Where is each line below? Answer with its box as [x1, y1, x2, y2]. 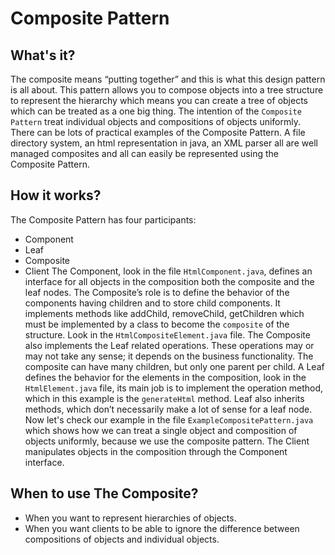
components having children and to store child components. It [24, 297, 281, 309]
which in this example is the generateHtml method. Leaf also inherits [24, 392, 305, 404]
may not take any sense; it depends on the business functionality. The [24, 350, 314, 362]
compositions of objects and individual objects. [24, 533, 220, 545]
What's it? [10, 47, 76, 64]
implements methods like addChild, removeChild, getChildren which [24, 307, 305, 319]
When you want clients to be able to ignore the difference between [24, 522, 300, 534]
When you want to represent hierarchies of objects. [24, 512, 237, 524]
